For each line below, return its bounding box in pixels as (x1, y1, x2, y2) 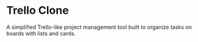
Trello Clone (6, 4, 69, 17)
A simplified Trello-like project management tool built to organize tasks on (6, 23, 193, 31)
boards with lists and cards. (6, 29, 76, 37)
